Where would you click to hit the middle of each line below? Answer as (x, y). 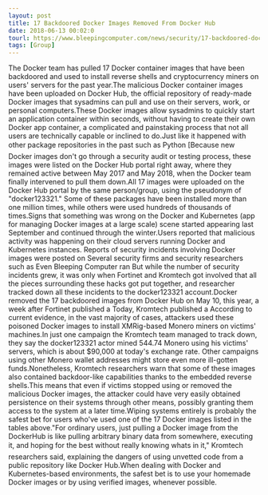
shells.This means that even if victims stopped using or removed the (120, 386)
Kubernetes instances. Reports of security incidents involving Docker (122, 250)
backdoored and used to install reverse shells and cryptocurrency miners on (134, 77)
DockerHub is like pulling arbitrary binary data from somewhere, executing (131, 437)
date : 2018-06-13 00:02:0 (51, 30)
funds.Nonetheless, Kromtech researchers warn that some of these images (132, 369)
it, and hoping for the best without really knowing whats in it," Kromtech (126, 445)
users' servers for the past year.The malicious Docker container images (126, 85)
